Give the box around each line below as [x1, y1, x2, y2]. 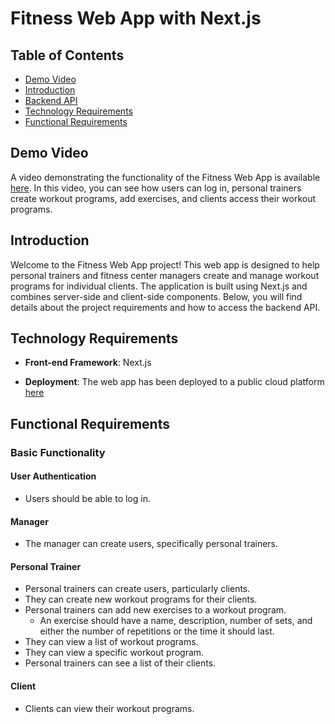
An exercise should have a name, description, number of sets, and [39, 615, 313, 627]
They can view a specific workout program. [24, 647, 205, 659]
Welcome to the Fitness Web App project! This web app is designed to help [10, 258, 320, 271]
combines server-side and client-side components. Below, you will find [10, 290, 303, 302]
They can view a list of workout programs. [24, 636, 199, 648]
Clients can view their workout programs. [24, 702, 195, 714]
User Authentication [10, 470, 97, 482]
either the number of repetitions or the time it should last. [39, 625, 275, 637]
